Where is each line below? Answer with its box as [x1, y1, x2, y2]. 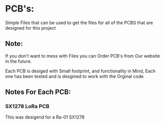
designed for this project [5, 25, 56, 31]
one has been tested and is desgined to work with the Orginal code [5, 73, 144, 79]
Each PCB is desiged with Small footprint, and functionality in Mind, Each [5, 68, 156, 74]
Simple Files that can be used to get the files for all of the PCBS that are [5, 20, 153, 26]
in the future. [5, 58, 32, 64]
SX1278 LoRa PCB [5, 103, 50, 110]
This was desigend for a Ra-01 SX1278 [5, 114, 85, 120]
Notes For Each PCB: [5, 88, 71, 96]
